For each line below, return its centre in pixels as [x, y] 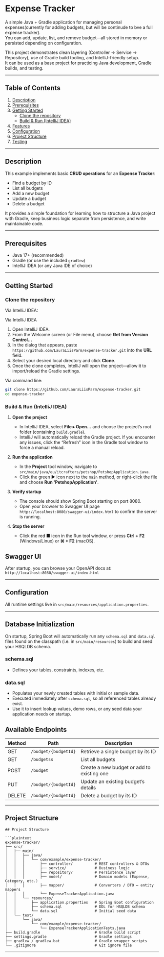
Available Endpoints [36, 729]
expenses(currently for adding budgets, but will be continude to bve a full [79, 27]
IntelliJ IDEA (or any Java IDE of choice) [52, 266]
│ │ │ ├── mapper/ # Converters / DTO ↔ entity [79, 885]
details [88, 787]
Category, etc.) [21, 881]
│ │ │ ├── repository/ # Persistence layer [71, 872]
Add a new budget [31, 193]
